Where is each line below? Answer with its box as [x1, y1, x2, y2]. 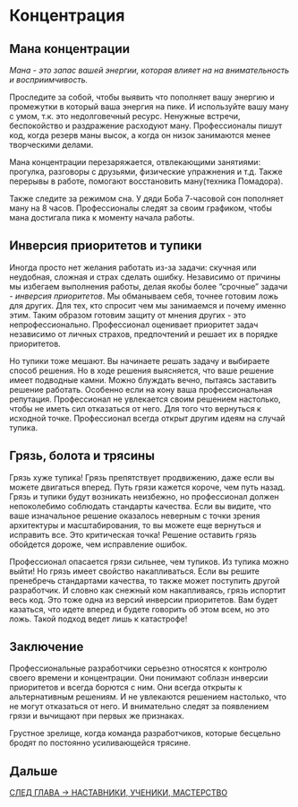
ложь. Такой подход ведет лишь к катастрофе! [9, 613, 188, 624]
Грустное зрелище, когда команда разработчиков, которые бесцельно [9, 728, 282, 739]
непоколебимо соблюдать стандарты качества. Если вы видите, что [9, 500, 271, 511]
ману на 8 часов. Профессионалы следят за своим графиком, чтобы [9, 203, 273, 213]
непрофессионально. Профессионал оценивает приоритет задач [9, 319, 259, 330]
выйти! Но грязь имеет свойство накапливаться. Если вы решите [9, 566, 260, 577]
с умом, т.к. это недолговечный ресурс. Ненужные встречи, [9, 111, 241, 121]
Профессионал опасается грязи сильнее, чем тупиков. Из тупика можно [9, 556, 289, 567]
